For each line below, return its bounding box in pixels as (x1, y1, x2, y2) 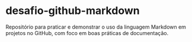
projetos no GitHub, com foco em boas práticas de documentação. (5, 29, 169, 36)
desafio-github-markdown (5, 4, 140, 17)
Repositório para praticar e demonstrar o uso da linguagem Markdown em (5, 23, 186, 30)
